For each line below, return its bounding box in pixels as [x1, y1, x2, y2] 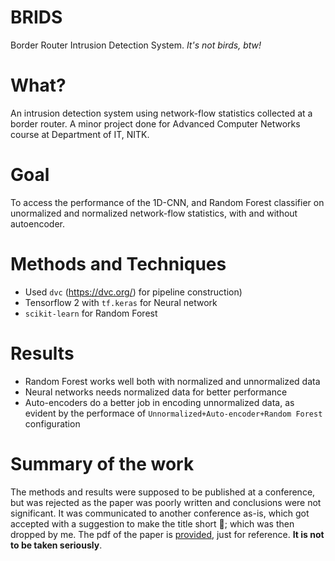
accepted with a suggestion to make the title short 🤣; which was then [10, 517, 295, 530]
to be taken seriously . [10, 539, 103, 551]
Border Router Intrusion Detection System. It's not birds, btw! [10, 39, 262, 51]
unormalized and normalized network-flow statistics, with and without [10, 207, 298, 219]
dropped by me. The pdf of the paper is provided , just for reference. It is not [10, 528, 325, 540]
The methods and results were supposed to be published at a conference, [10, 486, 316, 498]
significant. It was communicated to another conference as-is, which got [10, 507, 310, 519]
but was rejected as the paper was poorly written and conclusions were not [10, 496, 322, 508]
